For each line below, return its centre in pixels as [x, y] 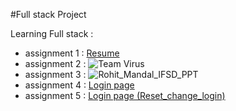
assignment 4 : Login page [79, 85]
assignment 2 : [55, 63]
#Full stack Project [48, 14]
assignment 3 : [55, 74]
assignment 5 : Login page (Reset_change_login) [125, 95]
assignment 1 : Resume [72, 53]
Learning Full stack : [52, 33]
